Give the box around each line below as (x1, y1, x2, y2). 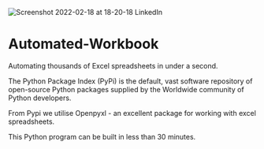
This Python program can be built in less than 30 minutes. (8, 132, 196, 141)
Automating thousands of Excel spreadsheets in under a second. (8, 61, 218, 70)
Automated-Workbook (8, 35, 159, 53)
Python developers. (8, 93, 72, 102)
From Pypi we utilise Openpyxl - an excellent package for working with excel (8, 108, 256, 117)
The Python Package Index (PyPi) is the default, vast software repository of (8, 76, 253, 86)
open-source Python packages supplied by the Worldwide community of (8, 84, 244, 94)
